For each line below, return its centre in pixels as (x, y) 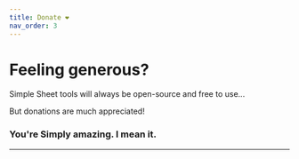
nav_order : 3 (33, 26)
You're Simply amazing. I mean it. (83, 134)
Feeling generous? (79, 70)
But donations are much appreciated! (77, 111)
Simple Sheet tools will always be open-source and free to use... (127, 94)
